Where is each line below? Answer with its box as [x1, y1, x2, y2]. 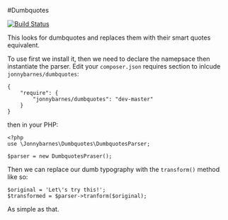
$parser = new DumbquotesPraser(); [7, 153, 113, 160]
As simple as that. [7, 205, 59, 213]
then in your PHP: [7, 120, 59, 129]
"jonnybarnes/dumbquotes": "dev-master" [33, 95, 154, 103]
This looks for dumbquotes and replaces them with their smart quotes [7, 33, 211, 42]
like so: [7, 173, 28, 181]
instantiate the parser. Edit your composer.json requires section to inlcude [7, 62, 221, 70]
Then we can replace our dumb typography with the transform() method [7, 166, 220, 173]
